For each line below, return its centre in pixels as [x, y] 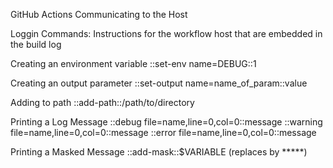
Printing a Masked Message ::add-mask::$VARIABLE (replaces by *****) [159, 152]
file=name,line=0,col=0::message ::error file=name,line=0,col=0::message [163, 132]
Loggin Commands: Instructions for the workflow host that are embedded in [166, 33]
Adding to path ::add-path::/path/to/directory [102, 102]
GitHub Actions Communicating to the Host [99, 14]
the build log [36, 44]
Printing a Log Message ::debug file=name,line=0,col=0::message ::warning [166, 122]
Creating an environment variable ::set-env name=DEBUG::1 [133, 63]
